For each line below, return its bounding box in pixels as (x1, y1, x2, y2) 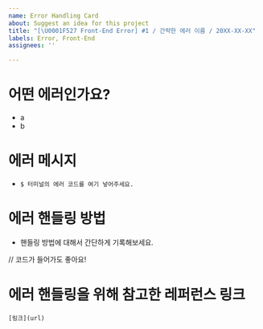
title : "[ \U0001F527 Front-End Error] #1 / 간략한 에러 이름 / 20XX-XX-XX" (8, 26, 256, 35)
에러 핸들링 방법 (8, 209, 106, 228)
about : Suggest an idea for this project (8, 19, 150, 27)
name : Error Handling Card (8, 11, 99, 20)
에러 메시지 (8, 152, 77, 170)
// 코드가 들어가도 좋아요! (8, 254, 87, 264)
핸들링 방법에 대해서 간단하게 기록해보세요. (19, 238, 154, 247)
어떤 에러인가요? (8, 86, 111, 104)
